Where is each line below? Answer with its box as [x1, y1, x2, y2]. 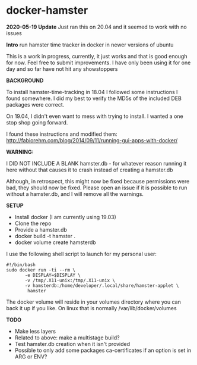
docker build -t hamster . [14, 232, 76, 239]
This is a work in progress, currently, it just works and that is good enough [6, 52, 188, 60]
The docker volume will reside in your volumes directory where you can [6, 298, 181, 305]
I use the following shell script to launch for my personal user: [6, 250, 157, 257]
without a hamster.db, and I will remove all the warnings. [6, 190, 144, 197]
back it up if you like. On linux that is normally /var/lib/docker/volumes [6, 304, 177, 311]
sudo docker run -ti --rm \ [6, 267, 76, 273]
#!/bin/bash [6, 261, 36, 268]
